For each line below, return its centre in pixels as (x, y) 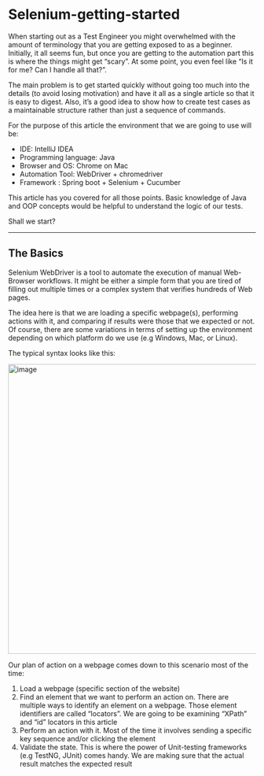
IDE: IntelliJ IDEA (46, 149)
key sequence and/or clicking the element (87, 738)
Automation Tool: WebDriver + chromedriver (91, 174)
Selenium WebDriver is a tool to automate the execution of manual (115, 272)
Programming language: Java (67, 157)
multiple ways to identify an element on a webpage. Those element (128, 705)
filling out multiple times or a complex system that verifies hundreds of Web (130, 289)
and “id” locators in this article (68, 722)
